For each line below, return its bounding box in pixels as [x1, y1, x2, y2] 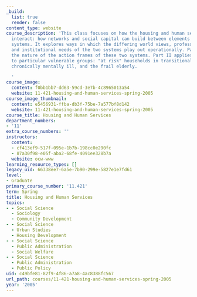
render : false [11, 19, 46, 25]
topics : [6, 199, 25, 206]
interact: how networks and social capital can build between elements [11, 36, 191, 42]
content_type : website [6, 25, 62, 31]
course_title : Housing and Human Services [6, 112, 111, 118]
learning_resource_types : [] [6, 161, 77, 168]
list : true [11, 14, 38, 20]
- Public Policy [11, 265, 51, 271]
